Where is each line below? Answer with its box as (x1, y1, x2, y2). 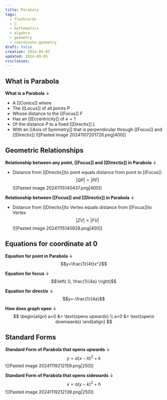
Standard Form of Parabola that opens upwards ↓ (5, 346, 110, 352)
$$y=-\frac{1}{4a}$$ (62, 295, 106, 301)
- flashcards (9, 16, 37, 21)
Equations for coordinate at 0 (5, 239, 98, 248)
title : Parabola (5, 7, 39, 12)
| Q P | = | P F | (75, 177, 99, 183)
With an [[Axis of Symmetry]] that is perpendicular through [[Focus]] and (12, 126, 163, 132)
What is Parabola (5, 77, 59, 85)
